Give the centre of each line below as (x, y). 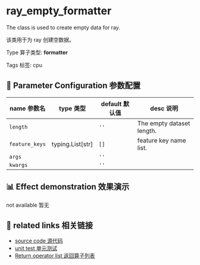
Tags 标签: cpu (24, 65)
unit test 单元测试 (36, 248)
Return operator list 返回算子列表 (55, 256)
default (111, 104)
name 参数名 (28, 108)
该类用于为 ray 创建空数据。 (40, 39)
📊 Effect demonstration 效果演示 (68, 187)
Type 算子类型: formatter (37, 52)
